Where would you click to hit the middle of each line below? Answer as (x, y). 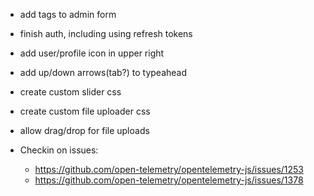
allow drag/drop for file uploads (84, 130)
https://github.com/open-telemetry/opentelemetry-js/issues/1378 (169, 180)
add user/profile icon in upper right (92, 53)
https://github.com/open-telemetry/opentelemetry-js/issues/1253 (169, 169)
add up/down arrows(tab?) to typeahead (103, 72)
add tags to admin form (68, 14)
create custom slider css (70, 92)
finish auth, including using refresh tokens (106, 33)
